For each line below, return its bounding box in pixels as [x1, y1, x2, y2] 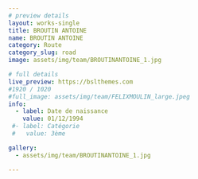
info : [8, 100, 26, 108]
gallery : [8, 144, 37, 152]
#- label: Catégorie [11, 123, 80, 130]
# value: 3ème [11, 130, 66, 138]
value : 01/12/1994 [22, 115, 83, 123]
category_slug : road [8, 49, 77, 56]
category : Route [8, 41, 62, 49]
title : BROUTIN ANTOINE [8, 26, 87, 34]
